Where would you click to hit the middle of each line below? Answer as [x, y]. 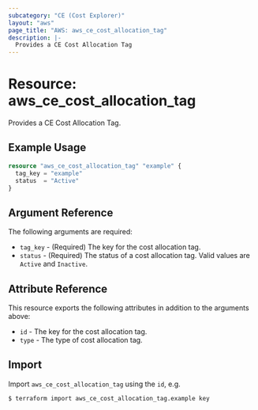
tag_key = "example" [49, 173]
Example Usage [47, 148]
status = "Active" [47, 180]
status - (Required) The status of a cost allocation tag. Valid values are [135, 256]
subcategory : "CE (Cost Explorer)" [67, 15]
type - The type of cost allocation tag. [81, 340]
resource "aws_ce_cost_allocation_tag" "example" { [95, 166]
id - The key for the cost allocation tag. [83, 332]
